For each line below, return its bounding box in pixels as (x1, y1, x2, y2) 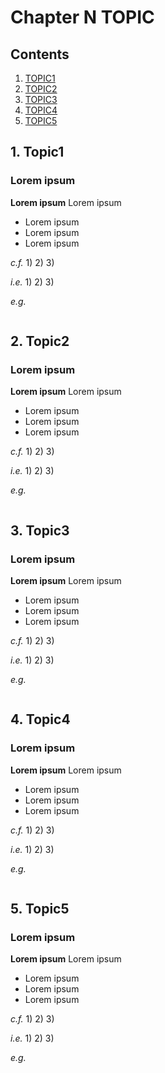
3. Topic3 (10, 522, 70, 539)
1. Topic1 (10, 144, 65, 161)
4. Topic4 (10, 711, 71, 728)
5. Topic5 (10, 901, 70, 918)
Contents (10, 46, 70, 63)
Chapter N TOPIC (10, 6, 155, 29)
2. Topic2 (10, 333, 70, 350)
